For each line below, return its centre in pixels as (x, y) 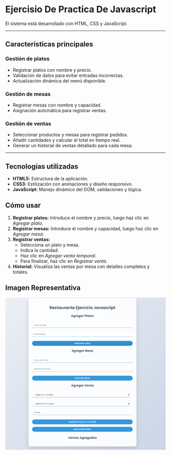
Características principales (49, 44)
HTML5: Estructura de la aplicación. (50, 179)
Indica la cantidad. (39, 250)
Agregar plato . (28, 223)
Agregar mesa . (28, 234)
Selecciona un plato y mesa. (50, 245)
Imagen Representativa (43, 288)
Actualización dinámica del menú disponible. (60, 81)
